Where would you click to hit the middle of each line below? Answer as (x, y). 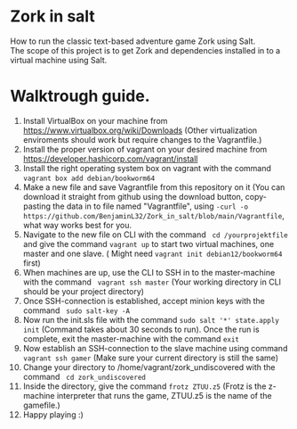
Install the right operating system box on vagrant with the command (147, 168)
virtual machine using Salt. (59, 60)
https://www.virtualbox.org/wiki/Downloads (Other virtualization (140, 130)
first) (32, 263)
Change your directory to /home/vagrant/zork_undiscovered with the (149, 367)
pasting (37, 206)
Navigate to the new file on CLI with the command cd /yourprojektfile (155, 235)
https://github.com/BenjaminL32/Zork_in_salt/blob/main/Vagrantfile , (154, 215)
